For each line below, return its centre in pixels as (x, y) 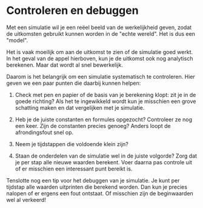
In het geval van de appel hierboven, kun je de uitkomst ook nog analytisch (100, 58)
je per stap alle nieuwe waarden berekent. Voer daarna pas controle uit (104, 162)
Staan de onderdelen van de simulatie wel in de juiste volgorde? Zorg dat (106, 156)
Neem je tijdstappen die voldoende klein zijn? (72, 144)
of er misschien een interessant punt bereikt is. (74, 169)
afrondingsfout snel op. (44, 132)
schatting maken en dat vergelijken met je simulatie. (80, 107)
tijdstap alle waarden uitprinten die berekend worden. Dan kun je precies (97, 187)
